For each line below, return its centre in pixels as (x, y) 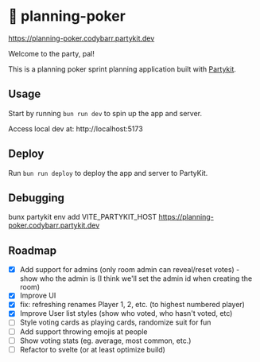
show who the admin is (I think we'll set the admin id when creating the (136, 278)
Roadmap (33, 250)
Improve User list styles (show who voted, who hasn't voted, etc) (126, 313)
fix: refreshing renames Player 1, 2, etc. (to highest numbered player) (132, 305)
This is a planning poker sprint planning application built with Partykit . (122, 69)
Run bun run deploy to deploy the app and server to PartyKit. (108, 173)
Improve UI (38, 296)
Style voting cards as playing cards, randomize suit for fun (115, 322)
